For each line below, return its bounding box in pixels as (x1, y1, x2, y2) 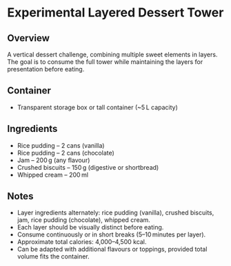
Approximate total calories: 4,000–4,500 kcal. (17, 238, 147, 246)
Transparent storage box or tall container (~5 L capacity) (17, 103, 178, 111)
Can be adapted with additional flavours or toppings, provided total (17, 245, 208, 254)
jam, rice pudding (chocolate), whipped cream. (17, 216, 150, 224)
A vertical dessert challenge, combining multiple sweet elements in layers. (7, 50, 218, 58)
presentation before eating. (7, 65, 85, 73)
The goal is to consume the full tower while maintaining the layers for (7, 58, 203, 66)
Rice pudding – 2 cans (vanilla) (17, 141, 105, 149)
